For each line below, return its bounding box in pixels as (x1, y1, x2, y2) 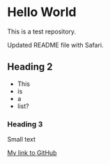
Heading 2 (7, 61, 54, 73)
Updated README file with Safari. (7, 40, 104, 49)
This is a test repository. (7, 27, 77, 36)
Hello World (7, 4, 77, 20)
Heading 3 (7, 119, 43, 129)
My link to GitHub (7, 149, 57, 157)
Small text (7, 135, 36, 144)
